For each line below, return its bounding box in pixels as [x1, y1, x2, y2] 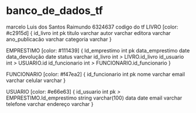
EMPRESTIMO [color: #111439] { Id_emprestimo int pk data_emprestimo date [6, 47, 190, 54]
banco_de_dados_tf [6, 4, 104, 17]
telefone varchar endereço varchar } [6, 100, 94, 107]
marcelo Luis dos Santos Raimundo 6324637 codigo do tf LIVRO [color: [6, 23, 178, 30]
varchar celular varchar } [6, 77, 66, 84]
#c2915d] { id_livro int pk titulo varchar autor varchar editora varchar [6, 29, 171, 36]
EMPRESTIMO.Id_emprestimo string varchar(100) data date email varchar [6, 94, 183, 101]
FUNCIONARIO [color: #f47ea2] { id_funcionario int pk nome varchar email [6, 70, 185, 77]
